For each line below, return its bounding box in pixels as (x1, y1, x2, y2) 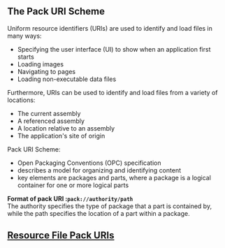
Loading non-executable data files (17, 75, 117, 83)
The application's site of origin (17, 131, 106, 140)
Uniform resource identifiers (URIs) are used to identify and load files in (7, 24, 213, 32)
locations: (7, 96, 36, 104)
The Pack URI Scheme (7, 6, 106, 17)
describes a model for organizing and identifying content (17, 166, 182, 174)
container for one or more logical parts (17, 181, 129, 189)
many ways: (7, 31, 42, 40)
